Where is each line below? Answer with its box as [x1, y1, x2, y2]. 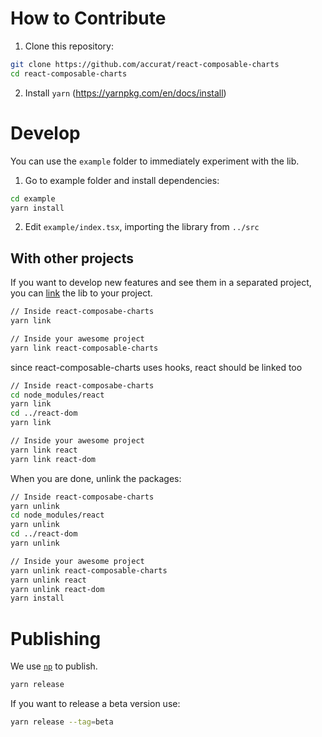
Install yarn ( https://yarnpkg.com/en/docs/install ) [24, 87, 227, 99]
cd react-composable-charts [10, 68, 128, 79]
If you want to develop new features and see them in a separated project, [10, 277, 312, 289]
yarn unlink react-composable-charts [10, 565, 168, 576]
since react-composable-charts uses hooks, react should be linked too [10, 361, 303, 373]
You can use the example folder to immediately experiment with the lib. [10, 155, 300, 167]
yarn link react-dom [10, 454, 97, 464]
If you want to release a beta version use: [10, 698, 181, 710]
